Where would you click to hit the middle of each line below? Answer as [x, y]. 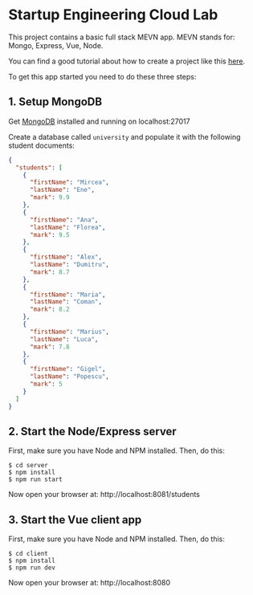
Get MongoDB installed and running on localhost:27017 [99, 121]
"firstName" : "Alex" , [66, 257]
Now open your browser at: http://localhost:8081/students [104, 495]
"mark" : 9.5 [49, 234]
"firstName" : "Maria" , [67, 295]
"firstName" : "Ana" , [64, 220]
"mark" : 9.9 [49, 198]
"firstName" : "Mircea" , [69, 182]
